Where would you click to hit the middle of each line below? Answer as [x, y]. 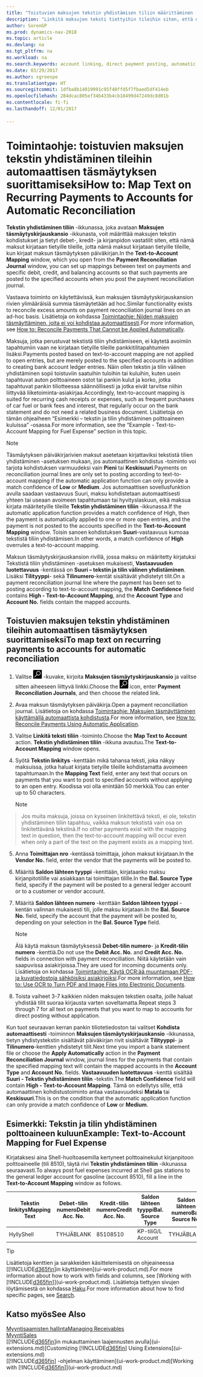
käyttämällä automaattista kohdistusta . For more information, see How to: [105, 718]
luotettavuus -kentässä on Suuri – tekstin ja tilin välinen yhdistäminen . [96, 570]
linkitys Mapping [30, 1210]
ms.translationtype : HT [36, 83]
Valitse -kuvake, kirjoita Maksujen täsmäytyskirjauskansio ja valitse [106, 677]
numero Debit [73, 1210]
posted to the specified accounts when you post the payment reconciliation [100, 278]
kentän [24, 909]
